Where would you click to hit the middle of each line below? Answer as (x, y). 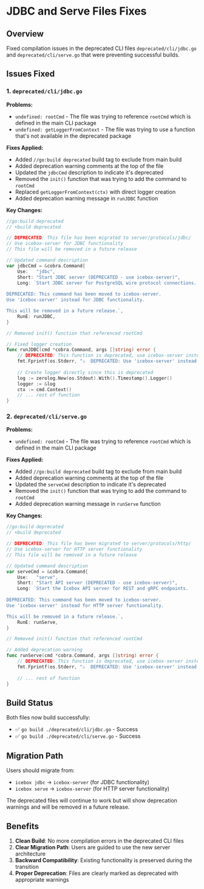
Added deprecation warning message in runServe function (88, 504)
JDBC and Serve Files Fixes (76, 11)
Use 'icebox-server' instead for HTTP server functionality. (85, 605)
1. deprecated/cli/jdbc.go (45, 91)
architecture (30, 854)
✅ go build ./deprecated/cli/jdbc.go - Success (76, 729)
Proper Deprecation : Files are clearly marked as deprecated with (97, 873)
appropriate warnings (42, 879)
